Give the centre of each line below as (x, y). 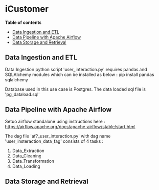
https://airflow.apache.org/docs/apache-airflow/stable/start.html (70, 126)
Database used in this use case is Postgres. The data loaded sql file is (75, 89)
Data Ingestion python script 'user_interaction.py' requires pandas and (76, 69)
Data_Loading (26, 166)
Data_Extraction (28, 151)
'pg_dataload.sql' (23, 94)
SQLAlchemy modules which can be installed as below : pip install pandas (79, 75)
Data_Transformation (33, 161)
